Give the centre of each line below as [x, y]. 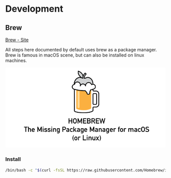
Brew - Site [17, 40]
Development [34, 9]
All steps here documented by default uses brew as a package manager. [81, 50]
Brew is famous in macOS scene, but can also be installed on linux [75, 55]
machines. [16, 61]
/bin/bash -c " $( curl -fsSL [35, 170]
